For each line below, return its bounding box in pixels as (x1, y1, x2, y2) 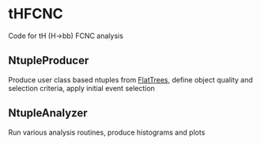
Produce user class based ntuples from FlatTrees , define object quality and (8, 74, 253, 84)
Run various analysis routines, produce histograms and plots (8, 128, 206, 137)
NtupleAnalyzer (8, 106, 88, 120)
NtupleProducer (8, 54, 89, 67)
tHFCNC (8, 5, 63, 23)
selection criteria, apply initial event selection (8, 83, 156, 93)
